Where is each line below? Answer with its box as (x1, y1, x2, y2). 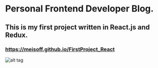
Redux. (5, 30, 28, 39)
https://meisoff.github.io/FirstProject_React (5, 45, 115, 52)
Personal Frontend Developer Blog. (5, 3, 154, 14)
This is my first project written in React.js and (5, 23, 150, 31)
